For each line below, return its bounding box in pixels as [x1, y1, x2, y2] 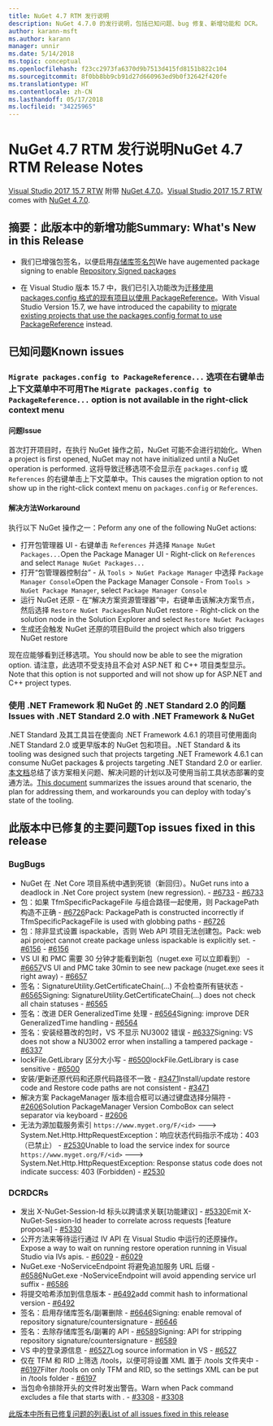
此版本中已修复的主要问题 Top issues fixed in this [8, 821, 256, 835]
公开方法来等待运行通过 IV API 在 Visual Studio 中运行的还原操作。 [19, 1234, 242, 1244]
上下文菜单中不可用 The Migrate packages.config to [8, 383, 212, 395]
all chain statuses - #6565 [19, 999, 108, 1008]
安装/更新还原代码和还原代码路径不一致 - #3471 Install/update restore [19, 1074, 250, 1083]
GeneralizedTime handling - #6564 [19, 1017, 138, 1027]
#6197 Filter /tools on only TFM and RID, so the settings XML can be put [19, 1364, 259, 1374]
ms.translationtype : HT [8, 80, 89, 88]
